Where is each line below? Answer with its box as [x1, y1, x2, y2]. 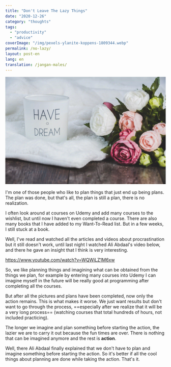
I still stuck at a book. [5, 226, 50, 232]
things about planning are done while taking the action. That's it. [5, 356, 140, 362]
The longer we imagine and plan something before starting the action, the [5, 325, 160, 331]
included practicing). [5, 314, 49, 321]
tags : [5, 25, 17, 30]
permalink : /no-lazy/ [5, 46, 51, 51]
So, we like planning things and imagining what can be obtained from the [5, 267, 158, 273]
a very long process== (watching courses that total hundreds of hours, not [5, 309, 162, 315]
